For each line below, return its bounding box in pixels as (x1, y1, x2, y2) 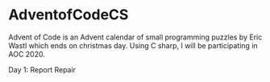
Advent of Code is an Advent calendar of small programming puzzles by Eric (8, 32, 263, 42)
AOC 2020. (8, 49, 46, 59)
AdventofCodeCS (8, 6, 129, 24)
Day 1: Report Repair (8, 64, 77, 74)
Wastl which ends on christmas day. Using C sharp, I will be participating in (8, 40, 258, 50)
